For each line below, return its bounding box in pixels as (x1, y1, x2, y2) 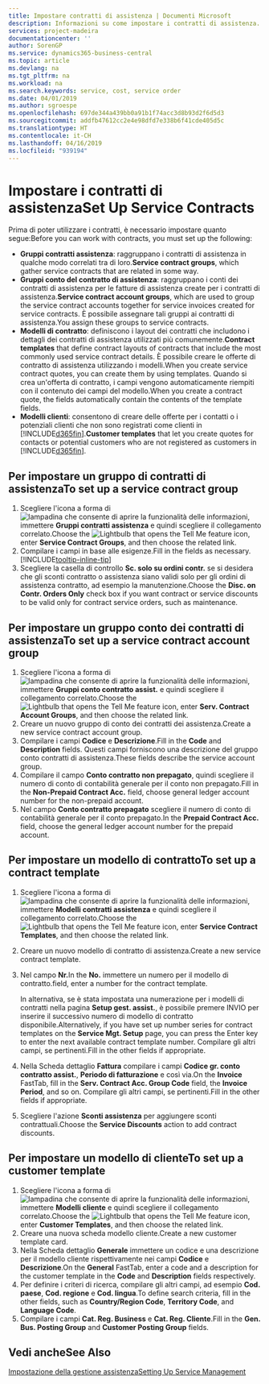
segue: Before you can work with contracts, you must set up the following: (8, 234, 253, 243)
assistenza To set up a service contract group (8, 482, 238, 495)
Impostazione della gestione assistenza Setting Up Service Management (8, 1367, 247, 1377)
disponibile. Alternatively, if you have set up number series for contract (19, 1020, 253, 1030)
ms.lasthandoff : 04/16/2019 (8, 139, 103, 147)
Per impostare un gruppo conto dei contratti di (8, 621, 245, 635)
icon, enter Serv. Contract (161, 702, 250, 711)
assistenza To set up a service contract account (8, 633, 251, 647)
